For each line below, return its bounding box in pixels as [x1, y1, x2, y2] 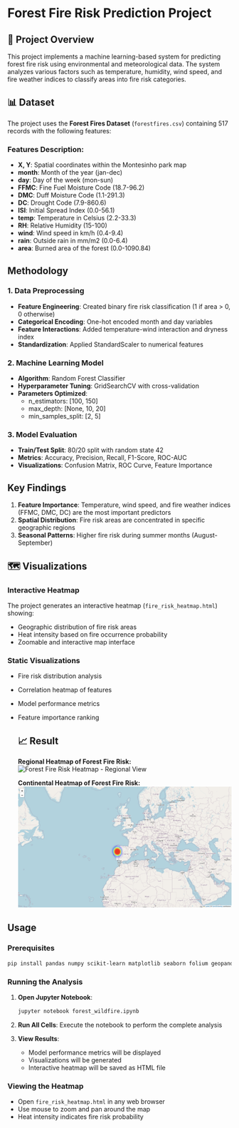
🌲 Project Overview [7, 34, 95, 46]
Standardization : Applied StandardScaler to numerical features [17, 340, 204, 349]
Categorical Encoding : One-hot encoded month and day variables [17, 317, 213, 326]
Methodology [7, 265, 69, 277]
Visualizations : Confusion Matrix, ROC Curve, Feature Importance [17, 461, 213, 470]
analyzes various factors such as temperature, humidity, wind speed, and [7, 68, 223, 76]
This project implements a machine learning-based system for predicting [7, 52, 221, 61]
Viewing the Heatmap [7, 1081, 84, 1091]
